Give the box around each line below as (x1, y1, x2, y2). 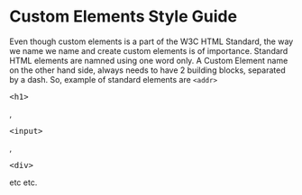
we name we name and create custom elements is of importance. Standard (9, 45, 288, 56)
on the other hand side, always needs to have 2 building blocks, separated (9, 65, 286, 75)
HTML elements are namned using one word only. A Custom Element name (9, 55, 288, 66)
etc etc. (9, 177, 38, 188)
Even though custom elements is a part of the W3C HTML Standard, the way (9, 36, 294, 47)
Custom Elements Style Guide (9, 6, 237, 27)
